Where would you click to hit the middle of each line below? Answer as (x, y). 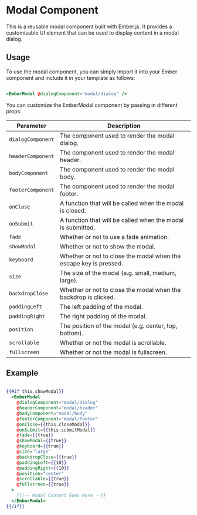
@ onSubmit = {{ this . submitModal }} (56, 430)
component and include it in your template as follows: (71, 78)
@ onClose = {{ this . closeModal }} (54, 424)
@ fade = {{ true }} (35, 435)
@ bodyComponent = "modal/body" (52, 413)
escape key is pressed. (91, 263)
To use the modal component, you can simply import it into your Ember (92, 72)
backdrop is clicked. (87, 297)
